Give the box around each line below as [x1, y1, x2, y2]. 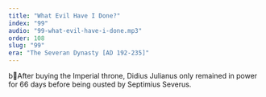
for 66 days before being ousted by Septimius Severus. [8, 79, 192, 89]
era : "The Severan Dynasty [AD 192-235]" [8, 49, 150, 57]
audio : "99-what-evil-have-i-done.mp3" [8, 26, 143, 34]
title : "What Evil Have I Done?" [8, 11, 121, 20]
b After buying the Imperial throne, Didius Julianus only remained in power [8, 71, 258, 80]
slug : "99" [8, 42, 45, 50]
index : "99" [8, 19, 48, 27]
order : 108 [8, 34, 45, 42]
